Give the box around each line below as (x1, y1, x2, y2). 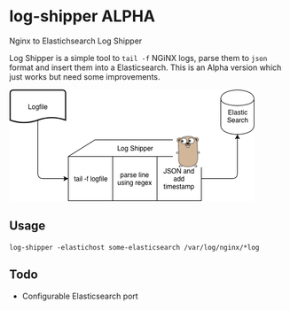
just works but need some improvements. (9, 71, 161, 81)
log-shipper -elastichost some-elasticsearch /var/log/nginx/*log (9, 243, 260, 252)
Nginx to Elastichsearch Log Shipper (9, 35, 143, 46)
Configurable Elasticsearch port (21, 291, 139, 301)
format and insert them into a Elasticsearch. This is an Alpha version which (9, 62, 282, 73)
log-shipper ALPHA (9, 6, 155, 27)
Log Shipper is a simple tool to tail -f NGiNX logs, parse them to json (9, 52, 268, 63)
